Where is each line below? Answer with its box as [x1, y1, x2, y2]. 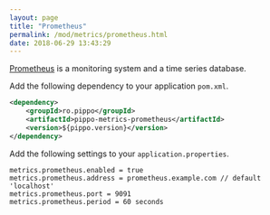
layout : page [9, 13, 59, 23]
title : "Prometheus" [9, 22, 88, 31]
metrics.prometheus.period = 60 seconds [9, 197, 165, 206]
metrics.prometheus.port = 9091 [9, 189, 131, 199]
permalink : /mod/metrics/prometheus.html [9, 30, 169, 39]
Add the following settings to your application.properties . [9, 148, 229, 159]
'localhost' [9, 182, 54, 191]
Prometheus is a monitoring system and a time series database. [9, 63, 246, 74]
